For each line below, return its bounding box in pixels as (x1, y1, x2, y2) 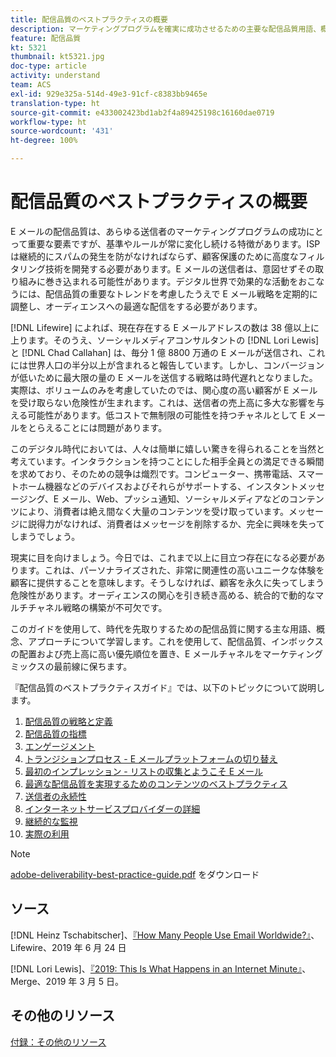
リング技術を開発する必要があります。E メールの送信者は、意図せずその (18, 262, 315, 275)
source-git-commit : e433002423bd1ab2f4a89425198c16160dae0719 (10, 107, 275, 118)
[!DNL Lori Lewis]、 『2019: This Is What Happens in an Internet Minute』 (10, 962, 303, 975)
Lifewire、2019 (10, 941, 72, 953)
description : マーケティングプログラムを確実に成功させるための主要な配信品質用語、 (10, 24, 322, 34)
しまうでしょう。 (10, 530, 81, 542)
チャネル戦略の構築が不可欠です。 (27, 601, 168, 613)
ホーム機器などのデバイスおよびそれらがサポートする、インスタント (18, 480, 299, 492)
